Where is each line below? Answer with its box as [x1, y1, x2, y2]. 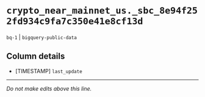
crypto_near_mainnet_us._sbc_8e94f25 [6, 5, 198, 16]
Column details [6, 51, 65, 62]
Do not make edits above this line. [6, 85, 92, 92]
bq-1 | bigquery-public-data [6, 33, 77, 41]
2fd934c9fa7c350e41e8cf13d [6, 16, 143, 27]
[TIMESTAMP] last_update [15, 67, 82, 74]
